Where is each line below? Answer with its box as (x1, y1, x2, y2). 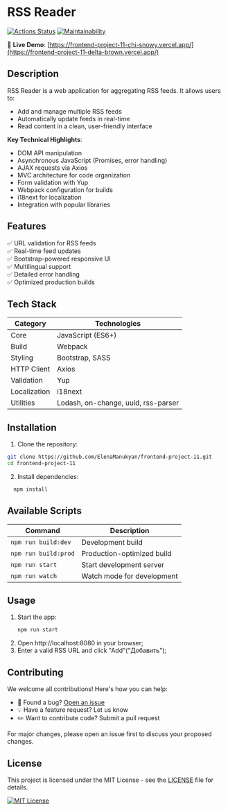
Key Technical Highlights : (7, 135, 82, 143)
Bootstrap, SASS (56, 353, 111, 363)
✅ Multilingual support (7, 262, 71, 270)
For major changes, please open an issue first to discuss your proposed (7, 730, 212, 738)
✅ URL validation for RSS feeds (7, 238, 96, 247)
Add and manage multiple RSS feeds (17, 107, 123, 115)
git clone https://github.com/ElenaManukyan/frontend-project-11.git (7, 453, 213, 461)
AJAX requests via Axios (17, 164, 88, 172)
